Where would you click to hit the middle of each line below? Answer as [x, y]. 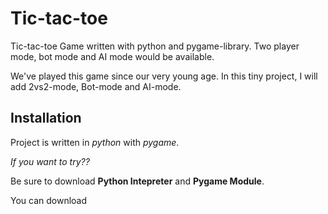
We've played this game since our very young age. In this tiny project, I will [164, 76]
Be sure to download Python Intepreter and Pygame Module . [137, 181]
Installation [46, 118]
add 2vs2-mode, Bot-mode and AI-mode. [96, 86]
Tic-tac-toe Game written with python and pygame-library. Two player [155, 46]
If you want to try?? [50, 161]
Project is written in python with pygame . [95, 142]
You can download [49, 200]
